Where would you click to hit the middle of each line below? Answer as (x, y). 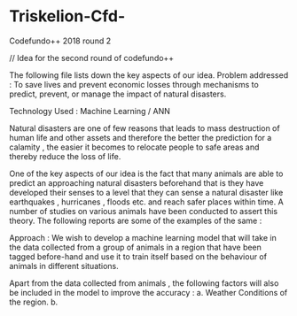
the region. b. (34, 302)
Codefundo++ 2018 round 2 (60, 41)
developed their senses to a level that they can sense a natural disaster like (146, 192)
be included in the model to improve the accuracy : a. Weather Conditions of (148, 292)
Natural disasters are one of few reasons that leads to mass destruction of (145, 128)
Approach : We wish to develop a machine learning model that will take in (143, 237)
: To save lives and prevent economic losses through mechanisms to (134, 84)
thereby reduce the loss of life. (65, 156)
